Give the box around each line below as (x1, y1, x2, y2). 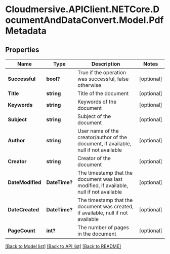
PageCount (8, 227, 35, 234)
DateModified (8, 179, 41, 186)
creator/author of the (77, 134, 127, 141)
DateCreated (8, 206, 39, 213)
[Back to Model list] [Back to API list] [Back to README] (5, 243, 121, 249)
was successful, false (77, 75, 129, 82)
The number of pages (77, 224, 129, 231)
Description (91, 60, 120, 67)
